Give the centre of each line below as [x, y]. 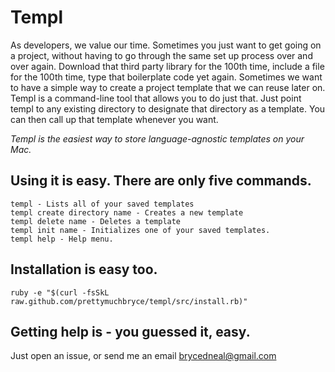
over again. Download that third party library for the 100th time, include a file [167, 66]
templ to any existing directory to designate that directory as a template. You [168, 108]
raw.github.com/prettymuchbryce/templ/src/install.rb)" [129, 301]
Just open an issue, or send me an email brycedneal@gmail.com [143, 356]
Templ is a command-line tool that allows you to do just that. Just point [156, 98]
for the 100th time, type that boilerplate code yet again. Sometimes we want [166, 77]
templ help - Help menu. [62, 239]
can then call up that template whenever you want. [114, 119]
